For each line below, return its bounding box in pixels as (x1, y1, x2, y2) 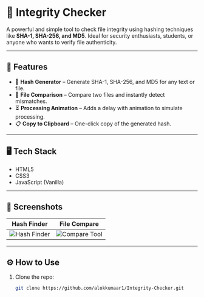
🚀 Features (6, 62, 48, 72)
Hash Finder (12, 220, 48, 228)
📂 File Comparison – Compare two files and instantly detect (15, 91, 165, 98)
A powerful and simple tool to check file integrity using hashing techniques (6, 26, 194, 33)
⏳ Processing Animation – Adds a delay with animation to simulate (15, 104, 183, 111)
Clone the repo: (15, 273, 55, 281)
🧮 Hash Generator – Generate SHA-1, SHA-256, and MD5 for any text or (15, 78, 195, 85)
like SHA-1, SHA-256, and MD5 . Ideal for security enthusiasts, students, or (6, 32, 194, 39)
